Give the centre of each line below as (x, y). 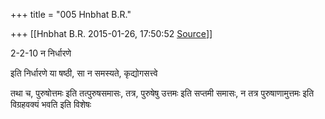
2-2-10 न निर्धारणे (41, 53)
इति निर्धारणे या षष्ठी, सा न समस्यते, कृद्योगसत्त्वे (84, 73)
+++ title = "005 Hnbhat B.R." (71, 14)
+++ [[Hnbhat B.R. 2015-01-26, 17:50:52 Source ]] (111, 33)
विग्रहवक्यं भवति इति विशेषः (51, 104)
